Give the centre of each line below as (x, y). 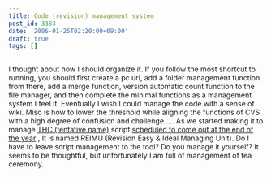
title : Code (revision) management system (81, 16)
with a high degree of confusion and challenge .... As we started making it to (136, 121)
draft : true (28, 39)
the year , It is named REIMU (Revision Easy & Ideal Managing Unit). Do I (129, 138)
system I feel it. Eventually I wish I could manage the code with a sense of (132, 104)
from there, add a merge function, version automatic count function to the (132, 87)
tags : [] (23, 46)
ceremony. (26, 164)
